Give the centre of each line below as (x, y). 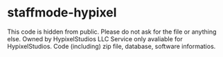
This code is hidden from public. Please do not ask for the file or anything (112, 32)
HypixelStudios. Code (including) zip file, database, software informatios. (111, 46)
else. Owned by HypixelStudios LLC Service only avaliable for (95, 38)
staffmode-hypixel (62, 13)
